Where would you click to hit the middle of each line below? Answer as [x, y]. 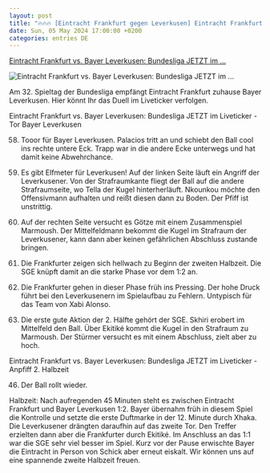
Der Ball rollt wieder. [54, 385]
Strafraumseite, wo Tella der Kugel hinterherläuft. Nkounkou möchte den [140, 190]
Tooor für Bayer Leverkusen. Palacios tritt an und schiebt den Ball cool [137, 140]
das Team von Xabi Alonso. [66, 305]
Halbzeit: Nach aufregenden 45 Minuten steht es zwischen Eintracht [122, 401]
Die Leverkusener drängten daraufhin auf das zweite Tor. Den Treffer [123, 427]
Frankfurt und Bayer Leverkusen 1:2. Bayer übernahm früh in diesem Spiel [131, 409]
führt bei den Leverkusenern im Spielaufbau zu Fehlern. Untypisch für [136, 296]
